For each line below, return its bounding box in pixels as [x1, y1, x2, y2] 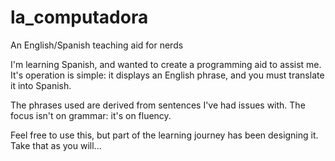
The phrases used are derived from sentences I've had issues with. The [10, 99, 306, 111]
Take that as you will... [10, 139, 102, 151]
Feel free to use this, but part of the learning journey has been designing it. [10, 129, 319, 141]
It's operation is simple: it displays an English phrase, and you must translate [10, 69, 325, 81]
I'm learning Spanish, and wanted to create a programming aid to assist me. [10, 58, 322, 70]
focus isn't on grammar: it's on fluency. [10, 109, 172, 121]
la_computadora [10, 6, 149, 29]
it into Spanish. [10, 79, 72, 91]
